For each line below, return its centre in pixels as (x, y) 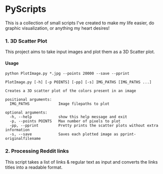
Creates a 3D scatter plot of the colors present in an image (71, 91)
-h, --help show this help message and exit (68, 117)
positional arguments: (28, 100)
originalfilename (23, 139)
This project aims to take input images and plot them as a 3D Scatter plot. (80, 52)
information (17, 130)
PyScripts (26, 9)
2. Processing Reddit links (37, 151)
